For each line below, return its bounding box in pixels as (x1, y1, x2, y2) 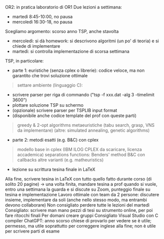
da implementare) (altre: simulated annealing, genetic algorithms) (17, 127, 150, 133)
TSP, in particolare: (5, 58, 44, 63)
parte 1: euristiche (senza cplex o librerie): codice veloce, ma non (12, 67, 145, 73)
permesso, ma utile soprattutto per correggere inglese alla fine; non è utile (5, 223, 156, 229)
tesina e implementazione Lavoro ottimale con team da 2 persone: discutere (5, 192, 159, 197)
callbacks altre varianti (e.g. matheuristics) (17, 157, 104, 163)
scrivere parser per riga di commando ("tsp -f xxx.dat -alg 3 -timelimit (12, 92, 155, 97)
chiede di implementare (12, 43, 61, 49)
